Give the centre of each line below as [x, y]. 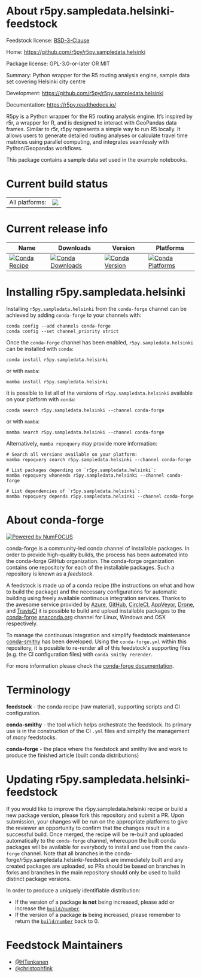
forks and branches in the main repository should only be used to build [93, 872]
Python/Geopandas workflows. [44, 148]
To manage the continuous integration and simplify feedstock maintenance [98, 635]
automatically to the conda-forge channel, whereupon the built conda [91, 840]
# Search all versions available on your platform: [72, 454]
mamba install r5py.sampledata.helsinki [57, 381]
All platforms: [28, 202]
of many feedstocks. [32, 737]
